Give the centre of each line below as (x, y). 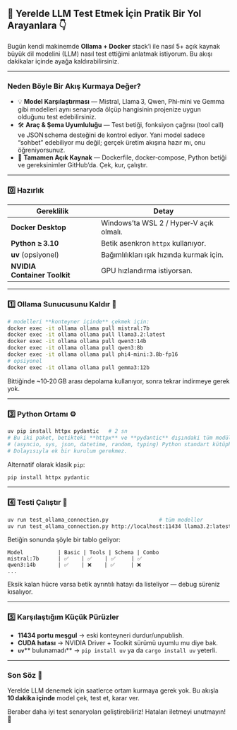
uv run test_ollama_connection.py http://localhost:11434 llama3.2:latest (120, 526)
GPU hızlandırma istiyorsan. (147, 271)
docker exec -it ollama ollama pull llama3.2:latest (86, 335)
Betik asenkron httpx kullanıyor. (154, 244)
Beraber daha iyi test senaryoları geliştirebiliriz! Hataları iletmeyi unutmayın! (117, 712)
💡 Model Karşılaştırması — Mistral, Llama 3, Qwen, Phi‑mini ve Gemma (121, 102)
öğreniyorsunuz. (41, 150)
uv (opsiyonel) (35, 255)
